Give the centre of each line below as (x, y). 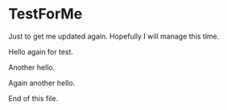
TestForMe (45, 14)
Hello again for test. (41, 51)
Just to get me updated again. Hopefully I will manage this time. (114, 36)
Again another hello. (42, 83)
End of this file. (33, 98)
